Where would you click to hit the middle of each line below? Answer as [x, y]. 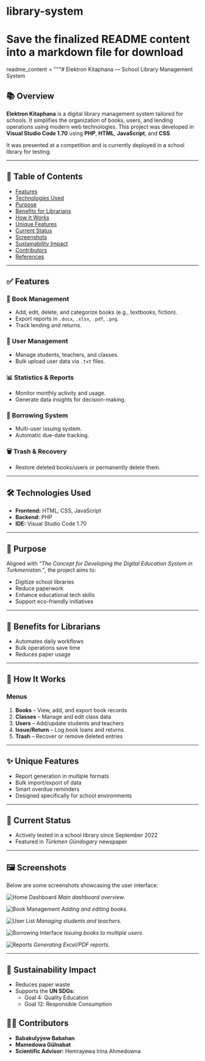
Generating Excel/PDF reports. [72, 945]
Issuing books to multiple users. [104, 933]
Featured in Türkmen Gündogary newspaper [71, 842]
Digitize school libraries [45, 582]
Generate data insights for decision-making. [70, 400]
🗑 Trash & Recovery [37, 452]
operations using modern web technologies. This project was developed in [100, 126]
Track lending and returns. [49, 325]
